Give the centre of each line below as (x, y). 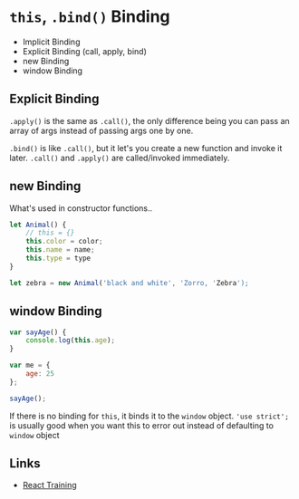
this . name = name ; (60, 250)
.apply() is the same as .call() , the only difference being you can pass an (149, 120)
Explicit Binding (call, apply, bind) (84, 51)
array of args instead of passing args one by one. (101, 130)
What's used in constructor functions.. (81, 208)
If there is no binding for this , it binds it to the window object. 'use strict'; (149, 416)
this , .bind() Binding (90, 17)
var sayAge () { (38, 332)
